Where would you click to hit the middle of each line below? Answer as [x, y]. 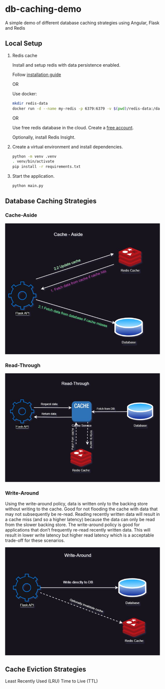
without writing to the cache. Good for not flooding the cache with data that [82, 509]
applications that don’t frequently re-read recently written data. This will [78, 530]
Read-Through [23, 365]
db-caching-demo [43, 9]
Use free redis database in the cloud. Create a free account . [73, 127]
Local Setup [24, 44]
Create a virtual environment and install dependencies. [68, 147]
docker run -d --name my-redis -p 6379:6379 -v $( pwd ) [69, 109]
